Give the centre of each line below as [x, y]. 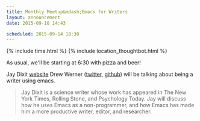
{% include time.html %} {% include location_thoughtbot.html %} [87, 51]
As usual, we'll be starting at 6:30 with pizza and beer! [74, 63]
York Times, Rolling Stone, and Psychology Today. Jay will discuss [103, 99]
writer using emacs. [31, 81]
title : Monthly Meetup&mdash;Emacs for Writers [67, 12]
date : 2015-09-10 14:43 [36, 23]
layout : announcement [33, 17]
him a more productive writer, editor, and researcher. [86, 111]
